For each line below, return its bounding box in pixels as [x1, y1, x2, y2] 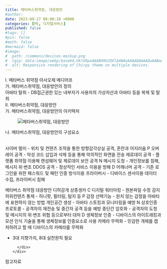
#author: [5, 12, 23, 17]
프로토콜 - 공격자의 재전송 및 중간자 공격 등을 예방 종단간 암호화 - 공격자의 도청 [5, 206, 158, 212]
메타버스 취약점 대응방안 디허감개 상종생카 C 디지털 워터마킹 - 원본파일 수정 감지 [5, 187, 160, 193]
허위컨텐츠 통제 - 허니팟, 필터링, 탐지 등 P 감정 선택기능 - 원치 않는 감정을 [5, 193, 147, 199]
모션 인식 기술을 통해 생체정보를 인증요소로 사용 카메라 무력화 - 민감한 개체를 [5, 218, 153, 224]
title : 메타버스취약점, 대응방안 [5, 7, 63, 12]
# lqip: [5, 58, 23, 63]
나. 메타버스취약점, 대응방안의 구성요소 [5, 129, 80, 135]
